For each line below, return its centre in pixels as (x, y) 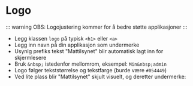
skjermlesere (30, 57)
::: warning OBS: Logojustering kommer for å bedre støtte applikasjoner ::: (96, 27)
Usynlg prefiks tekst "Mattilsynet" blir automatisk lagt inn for (89, 51)
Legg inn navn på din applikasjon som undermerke (77, 45)
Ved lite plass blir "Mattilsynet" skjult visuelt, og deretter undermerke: (100, 76)
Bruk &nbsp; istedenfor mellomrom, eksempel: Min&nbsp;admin (91, 64)
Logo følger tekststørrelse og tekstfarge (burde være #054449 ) (91, 70)
